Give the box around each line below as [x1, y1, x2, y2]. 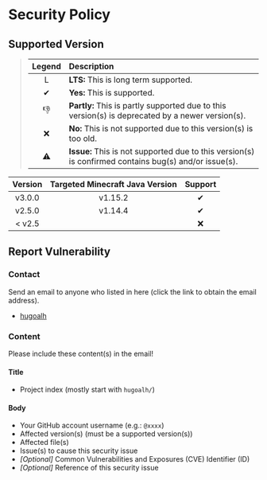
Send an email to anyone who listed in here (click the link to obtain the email [8, 287, 257, 296]
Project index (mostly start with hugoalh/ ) [19, 384, 155, 395]
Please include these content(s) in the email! [8, 349, 153, 358]
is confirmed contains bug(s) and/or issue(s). [68, 156, 238, 166]
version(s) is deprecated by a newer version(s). [68, 110, 246, 121]
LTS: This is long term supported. [68, 74, 193, 85]
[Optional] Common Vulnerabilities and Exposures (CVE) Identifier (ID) [19, 455, 250, 464]
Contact [8, 269, 41, 280]
